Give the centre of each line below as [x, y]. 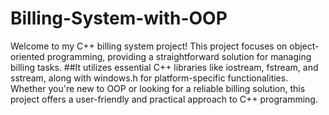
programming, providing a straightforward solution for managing [179, 56]
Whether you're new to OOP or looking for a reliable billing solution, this [158, 88]
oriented [27, 56]
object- [304, 46]
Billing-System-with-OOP [119, 18]
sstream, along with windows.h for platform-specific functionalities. [149, 78]
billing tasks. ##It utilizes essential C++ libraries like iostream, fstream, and [164, 67]
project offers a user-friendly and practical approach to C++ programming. [164, 99]
